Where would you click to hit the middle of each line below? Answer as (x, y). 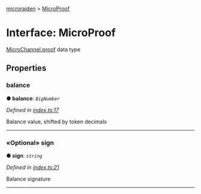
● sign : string (25, 156)
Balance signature (28, 178)
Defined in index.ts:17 (33, 110)
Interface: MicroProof (61, 33)
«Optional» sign (30, 143)
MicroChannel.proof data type (43, 49)
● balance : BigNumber (33, 98)
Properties (26, 68)
